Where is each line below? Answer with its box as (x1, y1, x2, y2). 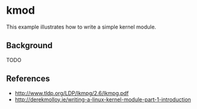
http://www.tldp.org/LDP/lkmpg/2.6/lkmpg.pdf (14, 89, 129, 96)
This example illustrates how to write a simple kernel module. (6, 23, 156, 30)
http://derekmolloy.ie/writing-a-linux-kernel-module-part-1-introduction (14, 96, 191, 103)
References (6, 74, 50, 84)
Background (6, 41, 53, 51)
